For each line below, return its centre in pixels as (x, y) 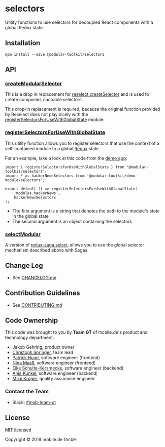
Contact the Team (27, 392)
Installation (23, 43)
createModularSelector (34, 83)
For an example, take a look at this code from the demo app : (66, 158)
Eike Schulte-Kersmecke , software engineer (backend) (68, 368)
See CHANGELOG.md (34, 278)
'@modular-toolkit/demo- (112, 176)
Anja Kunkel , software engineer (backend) (55, 373)
